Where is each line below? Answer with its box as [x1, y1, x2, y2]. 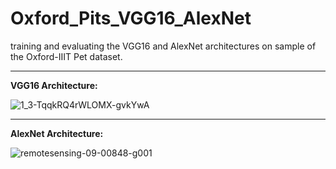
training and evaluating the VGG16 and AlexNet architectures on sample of [10, 40, 317, 52]
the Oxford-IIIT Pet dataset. [10, 50, 123, 62]
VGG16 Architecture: [10, 79, 98, 91]
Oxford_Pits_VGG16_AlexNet [10, 7, 252, 30]
